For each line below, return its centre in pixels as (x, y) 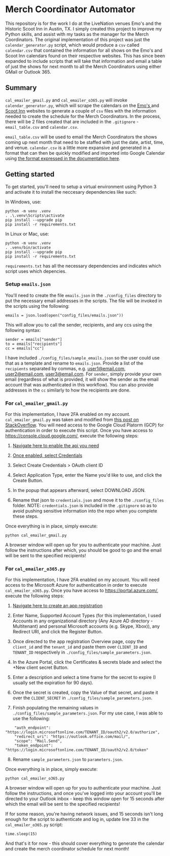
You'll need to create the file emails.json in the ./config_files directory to (83, 295)
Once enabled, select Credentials (47, 455)
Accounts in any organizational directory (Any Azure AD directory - (83, 621)
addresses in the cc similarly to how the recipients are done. (68, 390)
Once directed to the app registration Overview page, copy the (78, 641)
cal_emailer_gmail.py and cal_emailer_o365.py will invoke (66, 100)
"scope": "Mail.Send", (38, 741)
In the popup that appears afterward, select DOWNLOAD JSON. (79, 490)
